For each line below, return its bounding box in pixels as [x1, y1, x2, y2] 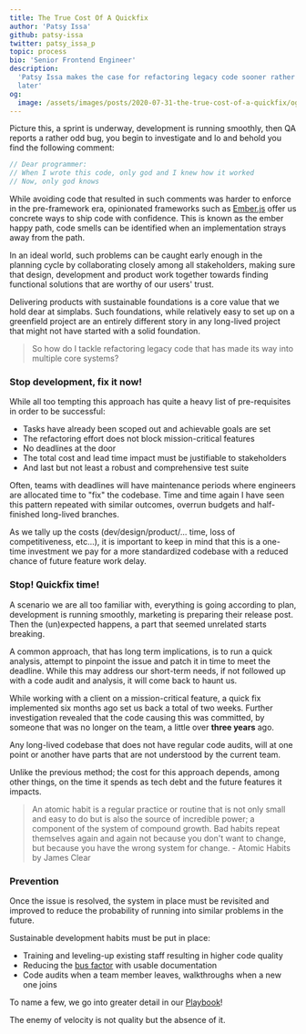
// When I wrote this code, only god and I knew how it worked [9, 169, 255, 178]
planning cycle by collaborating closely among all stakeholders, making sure [9, 260, 296, 270]
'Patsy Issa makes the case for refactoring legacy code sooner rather [17, 73, 296, 82]
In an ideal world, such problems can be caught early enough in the [9, 250, 263, 261]
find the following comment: [9, 142, 116, 153]
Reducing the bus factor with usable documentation [22, 959, 218, 970]
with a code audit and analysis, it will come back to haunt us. [9, 675, 238, 686]
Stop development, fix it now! [9, 375, 143, 388]
